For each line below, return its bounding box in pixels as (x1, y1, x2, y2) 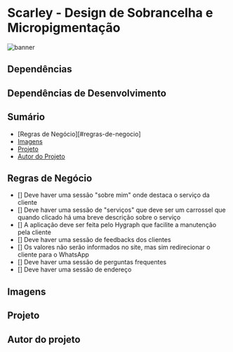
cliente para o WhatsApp (17, 250, 90, 259)
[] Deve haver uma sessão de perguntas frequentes (17, 258, 167, 266)
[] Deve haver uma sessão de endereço (17, 265, 132, 274)
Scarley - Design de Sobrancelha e (7, 5, 213, 21)
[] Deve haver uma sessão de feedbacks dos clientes (17, 236, 171, 244)
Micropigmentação (7, 20, 121, 36)
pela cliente (17, 228, 51, 236)
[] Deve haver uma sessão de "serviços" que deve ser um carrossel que (17, 205, 226, 215)
